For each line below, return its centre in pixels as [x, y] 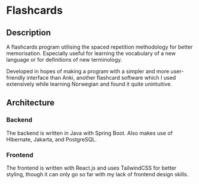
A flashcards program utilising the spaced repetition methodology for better [99, 47]
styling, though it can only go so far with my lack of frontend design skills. [97, 174]
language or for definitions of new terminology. [64, 60]
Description [28, 33]
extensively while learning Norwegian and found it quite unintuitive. [89, 84]
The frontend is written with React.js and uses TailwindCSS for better [91, 168]
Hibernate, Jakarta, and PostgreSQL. [52, 139]
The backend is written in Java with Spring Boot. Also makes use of [89, 133]
